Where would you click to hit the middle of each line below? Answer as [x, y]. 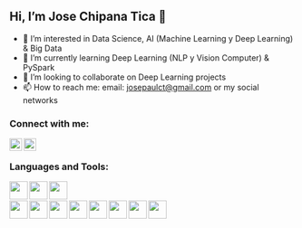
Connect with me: [49, 123]
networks [40, 100]
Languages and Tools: [59, 166]
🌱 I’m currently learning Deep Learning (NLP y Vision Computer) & [146, 57]
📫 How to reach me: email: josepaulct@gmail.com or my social [141, 87]
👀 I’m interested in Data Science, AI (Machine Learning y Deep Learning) [158, 38]
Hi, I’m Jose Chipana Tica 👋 [88, 17]
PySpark [39, 67]
